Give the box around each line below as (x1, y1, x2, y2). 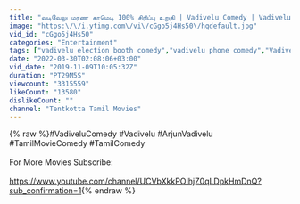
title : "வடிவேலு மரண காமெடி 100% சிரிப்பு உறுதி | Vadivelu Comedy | (9, 12, 255, 22)
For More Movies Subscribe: (9, 157, 113, 167)
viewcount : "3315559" (9, 79, 90, 88)
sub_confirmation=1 (9, 185, 82, 196)
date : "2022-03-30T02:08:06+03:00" (9, 54, 142, 63)
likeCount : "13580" (9, 87, 82, 96)
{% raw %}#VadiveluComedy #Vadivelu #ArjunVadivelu (9, 128, 213, 139)
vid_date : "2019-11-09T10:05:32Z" (9, 63, 138, 72)
